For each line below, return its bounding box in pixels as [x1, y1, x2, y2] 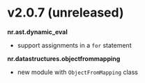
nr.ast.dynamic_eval [7, 28, 68, 36]
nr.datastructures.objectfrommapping [7, 54, 121, 63]
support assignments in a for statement [17, 41, 132, 49]
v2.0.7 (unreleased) [7, 5, 124, 21]
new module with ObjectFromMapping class [17, 68, 138, 76]
